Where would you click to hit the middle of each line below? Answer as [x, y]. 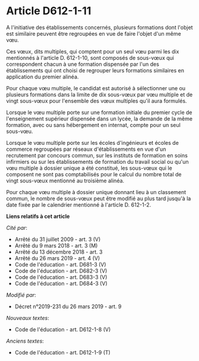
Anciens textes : [25, 341]
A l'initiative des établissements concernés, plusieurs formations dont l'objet [99, 27]
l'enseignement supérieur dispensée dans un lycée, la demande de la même [99, 118]
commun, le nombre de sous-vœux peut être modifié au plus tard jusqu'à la [99, 198]
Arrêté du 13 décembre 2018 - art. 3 [59, 252]
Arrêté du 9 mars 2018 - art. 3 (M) [56, 245]
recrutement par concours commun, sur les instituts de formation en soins [97, 155]
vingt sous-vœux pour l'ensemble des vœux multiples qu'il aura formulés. [97, 101]
